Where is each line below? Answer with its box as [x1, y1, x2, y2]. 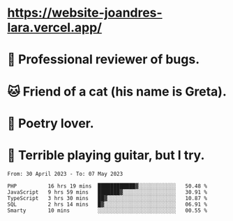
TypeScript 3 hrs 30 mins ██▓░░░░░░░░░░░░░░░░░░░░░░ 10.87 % [7, 195, 208, 201]
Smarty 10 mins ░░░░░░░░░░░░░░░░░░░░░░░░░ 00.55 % [7, 207, 208, 214]
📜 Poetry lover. [7, 115, 94, 131]
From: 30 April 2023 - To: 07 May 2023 [7, 170, 123, 177]
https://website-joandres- [7, 5, 163, 21]
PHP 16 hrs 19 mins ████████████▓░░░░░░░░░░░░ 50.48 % [7, 183, 208, 190]
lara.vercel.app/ [7, 20, 103, 36]
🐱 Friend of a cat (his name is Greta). [7, 84, 227, 99]
